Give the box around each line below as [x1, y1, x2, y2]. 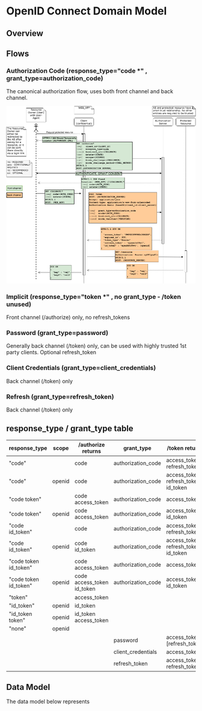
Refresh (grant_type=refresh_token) [6, 392, 114, 401]
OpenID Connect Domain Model [6, 4, 167, 18]
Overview [6, 28, 44, 38]
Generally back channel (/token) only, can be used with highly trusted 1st [6, 342, 187, 349]
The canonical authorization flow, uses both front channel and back [6, 88, 173, 95]
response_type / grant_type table [6, 423, 133, 434]
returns [82, 448, 101, 455]
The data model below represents [6, 698, 90, 705]
